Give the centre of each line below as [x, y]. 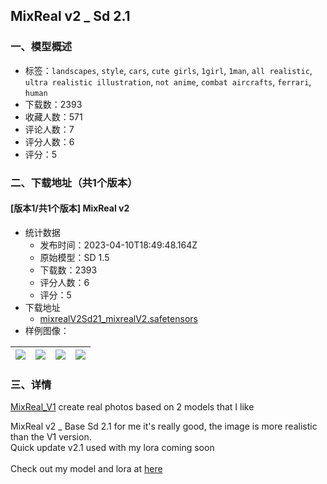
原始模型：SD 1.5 [74, 257]
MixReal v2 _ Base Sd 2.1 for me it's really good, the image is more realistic [164, 426]
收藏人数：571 [53, 116]
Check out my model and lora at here [86, 469]
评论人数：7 [49, 129]
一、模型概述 [41, 47]
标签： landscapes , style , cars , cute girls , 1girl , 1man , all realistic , [168, 70]
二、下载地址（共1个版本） [74, 182]
